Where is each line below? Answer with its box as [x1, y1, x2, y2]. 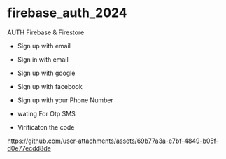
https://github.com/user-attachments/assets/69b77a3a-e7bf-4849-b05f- [7, 137, 219, 145]
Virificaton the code [17, 123, 75, 131]
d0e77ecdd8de [7, 144, 51, 152]
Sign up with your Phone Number [17, 96, 113, 104]
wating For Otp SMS [17, 109, 76, 118]
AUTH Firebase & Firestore [7, 28, 85, 36]
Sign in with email [17, 55, 69, 64]
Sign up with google [17, 69, 76, 77]
